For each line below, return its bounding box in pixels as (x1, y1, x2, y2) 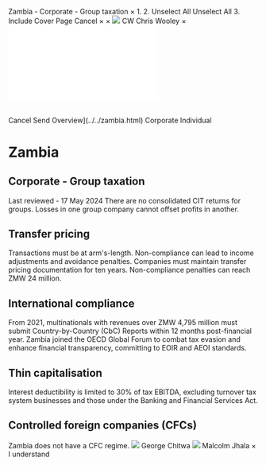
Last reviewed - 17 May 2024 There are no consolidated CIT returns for (8, 196, 241, 205)
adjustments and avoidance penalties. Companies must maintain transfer (8, 257, 247, 266)
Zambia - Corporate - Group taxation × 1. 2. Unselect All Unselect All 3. (8, 7, 241, 16)
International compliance (8, 296, 135, 310)
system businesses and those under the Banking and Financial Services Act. (8, 396, 258, 405)
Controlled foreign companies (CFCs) (8, 419, 197, 432)
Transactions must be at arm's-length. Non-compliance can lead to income (8, 248, 254, 258)
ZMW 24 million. (8, 273, 62, 283)
